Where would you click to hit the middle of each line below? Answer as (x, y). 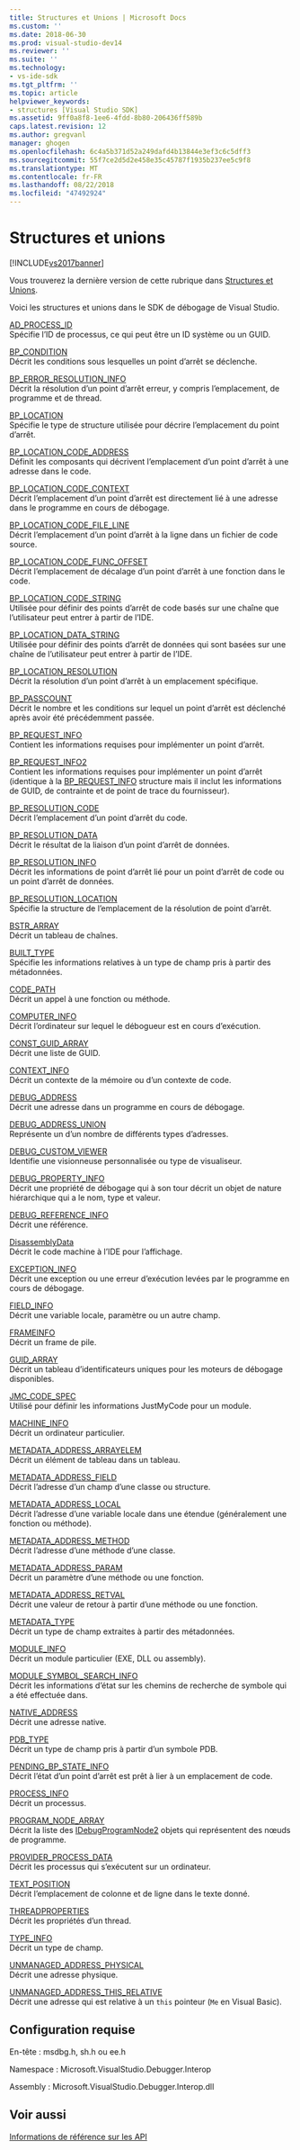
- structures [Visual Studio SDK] (74, 110)
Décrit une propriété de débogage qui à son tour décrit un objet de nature (146, 1188)
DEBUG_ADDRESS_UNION (57, 1124)
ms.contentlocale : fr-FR (56, 176)
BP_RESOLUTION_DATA (53, 835)
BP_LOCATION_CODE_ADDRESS (69, 452)
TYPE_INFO (31, 1938)
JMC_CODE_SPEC (43, 1396)
